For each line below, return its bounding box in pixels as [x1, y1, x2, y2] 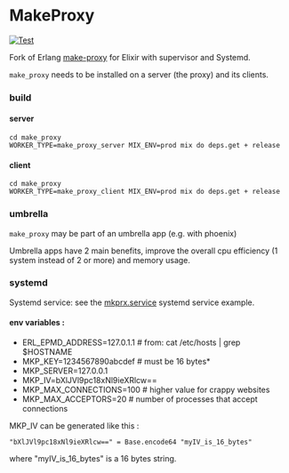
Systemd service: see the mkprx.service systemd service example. [9, 297, 255, 308]
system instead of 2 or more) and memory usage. [9, 254, 191, 265]
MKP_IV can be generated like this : [9, 421, 140, 431]
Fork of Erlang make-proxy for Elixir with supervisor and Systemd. [9, 52, 251, 62]
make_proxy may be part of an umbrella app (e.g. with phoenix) [9, 228, 237, 238]
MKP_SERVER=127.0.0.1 [21, 365, 108, 376]
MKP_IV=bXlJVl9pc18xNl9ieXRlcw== [21, 375, 157, 386]
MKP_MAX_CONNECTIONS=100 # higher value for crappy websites [21, 384, 270, 396]
